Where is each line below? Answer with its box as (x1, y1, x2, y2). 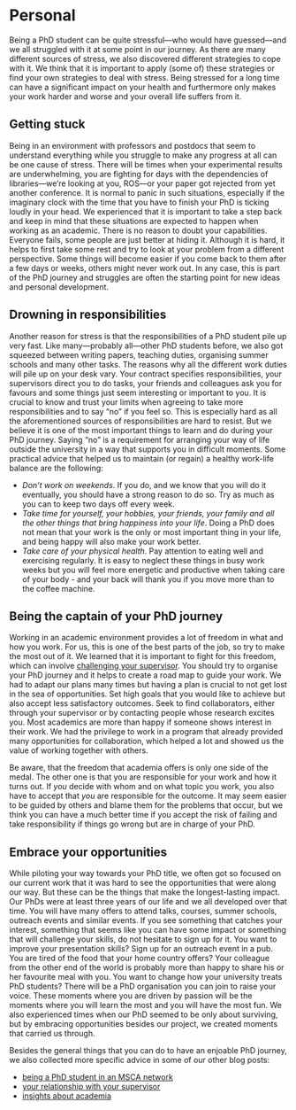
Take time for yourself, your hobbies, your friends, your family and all (21, 508, 275, 518)
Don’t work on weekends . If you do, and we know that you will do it (21, 479, 267, 490)
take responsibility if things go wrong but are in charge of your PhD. (9, 819, 256, 829)
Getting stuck (9, 117, 86, 132)
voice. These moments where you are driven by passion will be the (9, 990, 253, 1001)
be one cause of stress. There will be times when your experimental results (9, 159, 283, 169)
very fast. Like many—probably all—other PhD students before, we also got (9, 340, 284, 351)
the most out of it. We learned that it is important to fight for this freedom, (9, 651, 277, 662)
